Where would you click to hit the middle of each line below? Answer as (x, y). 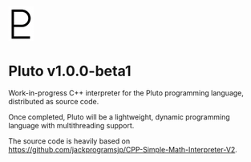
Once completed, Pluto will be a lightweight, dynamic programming (119, 117)
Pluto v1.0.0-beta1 (70, 71)
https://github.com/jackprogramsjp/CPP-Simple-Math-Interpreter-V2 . (123, 150)
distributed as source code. (54, 102)
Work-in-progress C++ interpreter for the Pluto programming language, (126, 93)
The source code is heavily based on (69, 141)
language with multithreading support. (71, 126)
